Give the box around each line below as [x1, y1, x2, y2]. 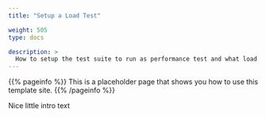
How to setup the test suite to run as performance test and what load [15, 55, 258, 64]
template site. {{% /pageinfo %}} [8, 85, 116, 96]
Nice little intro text [8, 101, 70, 111]
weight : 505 [8, 25, 48, 34]
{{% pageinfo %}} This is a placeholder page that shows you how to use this [8, 77, 259, 87]
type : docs [8, 33, 44, 41]
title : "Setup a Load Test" [8, 11, 102, 20]
